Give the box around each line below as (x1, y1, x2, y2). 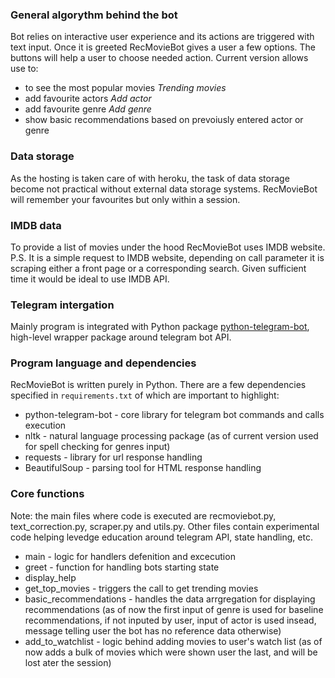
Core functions (10, 487, 85, 501)
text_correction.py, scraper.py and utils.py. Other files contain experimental (10, 520, 320, 532)
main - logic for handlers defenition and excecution (24, 550, 236, 562)
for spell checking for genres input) (24, 441, 171, 453)
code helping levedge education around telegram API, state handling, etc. (10, 531, 313, 543)
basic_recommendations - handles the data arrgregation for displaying (24, 593, 316, 605)
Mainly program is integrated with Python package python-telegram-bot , (10, 321, 310, 333)
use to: (10, 63, 39, 75)
